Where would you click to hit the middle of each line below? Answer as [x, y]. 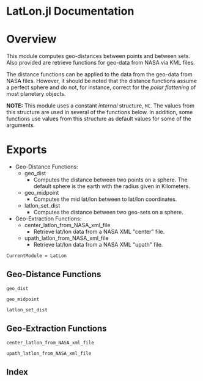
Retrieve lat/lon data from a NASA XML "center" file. [99, 232]
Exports [27, 150]
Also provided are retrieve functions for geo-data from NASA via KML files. [101, 63]
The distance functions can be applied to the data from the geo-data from [99, 74]
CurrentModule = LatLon [37, 256]
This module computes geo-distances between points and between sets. [98, 56]
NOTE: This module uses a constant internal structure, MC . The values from [100, 106]
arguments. [21, 125]
